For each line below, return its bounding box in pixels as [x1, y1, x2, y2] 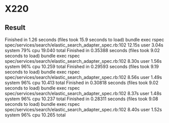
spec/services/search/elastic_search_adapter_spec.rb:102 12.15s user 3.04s [5, 42, 163, 48]
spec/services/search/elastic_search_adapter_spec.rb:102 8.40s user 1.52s [5, 107, 162, 112]
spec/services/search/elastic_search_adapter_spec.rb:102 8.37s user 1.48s [5, 91, 162, 96]
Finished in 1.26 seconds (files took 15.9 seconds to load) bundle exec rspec [5, 36, 164, 43]
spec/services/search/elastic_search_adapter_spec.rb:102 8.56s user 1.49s [5, 74, 162, 80]
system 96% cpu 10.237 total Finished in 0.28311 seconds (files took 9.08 [5, 96, 158, 102]
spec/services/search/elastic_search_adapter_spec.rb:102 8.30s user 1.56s [5, 58, 162, 64]
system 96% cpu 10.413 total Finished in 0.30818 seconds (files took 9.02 [5, 79, 158, 86]
